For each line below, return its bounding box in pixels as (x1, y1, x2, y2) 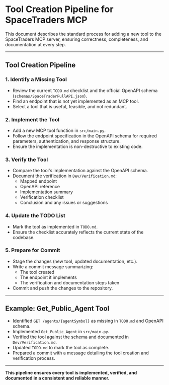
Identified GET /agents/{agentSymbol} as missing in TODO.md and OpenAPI (12, 318, 163, 324)
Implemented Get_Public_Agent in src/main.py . (12, 328, 110, 334)
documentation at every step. (5, 41, 66, 47)
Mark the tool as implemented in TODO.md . (12, 223, 98, 229)
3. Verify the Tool (5, 156, 48, 163)
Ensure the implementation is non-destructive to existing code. (12, 143, 143, 149)
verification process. (12, 355, 55, 361)
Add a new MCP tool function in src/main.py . (12, 127, 106, 133)
